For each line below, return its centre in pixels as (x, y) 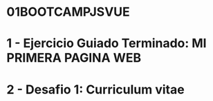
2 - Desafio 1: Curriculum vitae (95, 89)
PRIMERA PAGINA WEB (74, 58)
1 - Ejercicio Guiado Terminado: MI (106, 44)
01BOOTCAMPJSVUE (68, 12)
